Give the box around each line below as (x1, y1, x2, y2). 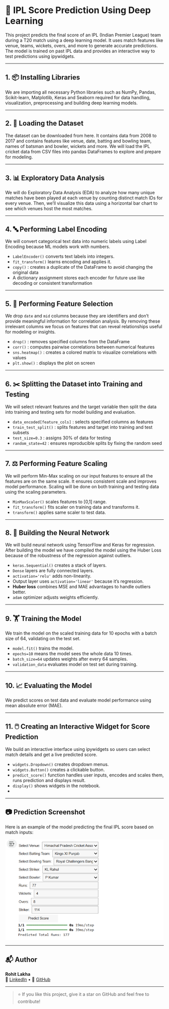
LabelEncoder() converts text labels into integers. (12, 254, 115, 260)
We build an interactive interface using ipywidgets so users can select (5, 746, 150, 752)
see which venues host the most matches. (5, 206, 93, 212)
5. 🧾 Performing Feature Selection (5, 299, 113, 308)
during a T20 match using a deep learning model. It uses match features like (5, 37, 163, 43)
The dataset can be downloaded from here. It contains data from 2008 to (5, 132, 157, 138)
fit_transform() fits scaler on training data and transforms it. (12, 504, 140, 510)
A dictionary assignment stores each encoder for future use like (12, 275, 145, 281)
